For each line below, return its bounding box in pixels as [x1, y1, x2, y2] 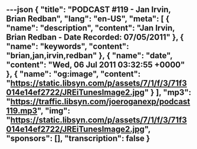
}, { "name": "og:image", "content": [6, 69, 141, 79]
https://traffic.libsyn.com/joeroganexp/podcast [10, 97, 191, 107]
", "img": [37, 106, 71, 116]
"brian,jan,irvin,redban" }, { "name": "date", [6, 51, 173, 61]
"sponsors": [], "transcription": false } [6, 134, 150, 144]
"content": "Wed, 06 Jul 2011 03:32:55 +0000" [6, 60, 185, 70]
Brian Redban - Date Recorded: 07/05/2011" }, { [6, 32, 184, 42]
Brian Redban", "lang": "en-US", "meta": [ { [6, 14, 170, 24]
